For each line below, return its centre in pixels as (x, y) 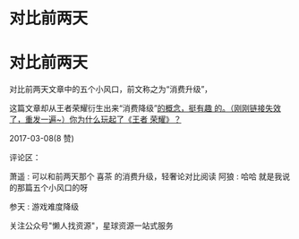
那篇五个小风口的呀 (52, 188)
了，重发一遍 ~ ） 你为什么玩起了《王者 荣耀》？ (95, 119)
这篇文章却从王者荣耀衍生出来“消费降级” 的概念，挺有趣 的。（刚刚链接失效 (145, 108)
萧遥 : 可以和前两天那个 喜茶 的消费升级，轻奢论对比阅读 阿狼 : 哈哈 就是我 (146, 176)
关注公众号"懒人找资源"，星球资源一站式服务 (92, 226)
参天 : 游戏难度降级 (44, 207)
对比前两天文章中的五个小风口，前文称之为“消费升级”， (111, 90)
